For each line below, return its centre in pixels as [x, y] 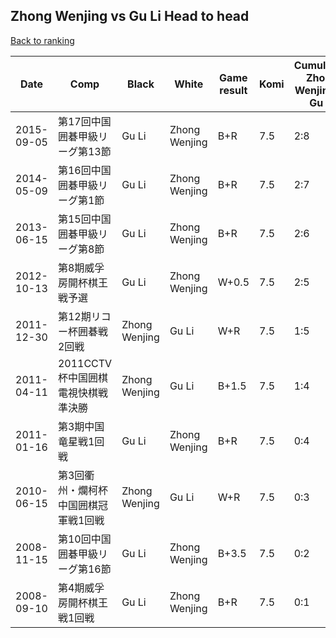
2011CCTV [85, 363]
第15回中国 [84, 219]
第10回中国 [84, 539]
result [233, 90]
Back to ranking [42, 40]
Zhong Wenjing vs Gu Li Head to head [130, 16]
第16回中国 [84, 170]
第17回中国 [84, 121]
